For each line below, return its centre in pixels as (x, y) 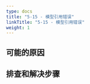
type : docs (19, 11)
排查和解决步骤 (33, 74)
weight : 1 (18, 28)
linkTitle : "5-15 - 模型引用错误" (45, 22)
